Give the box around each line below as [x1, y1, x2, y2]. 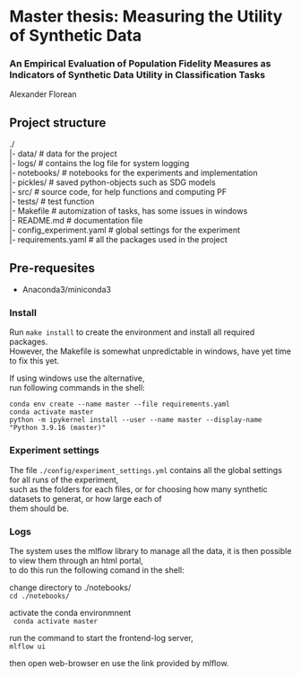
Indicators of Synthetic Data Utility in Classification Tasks [9, 69, 266, 82]
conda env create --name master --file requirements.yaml [9, 400, 230, 409]
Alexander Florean [9, 89, 78, 100]
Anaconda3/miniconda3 [21, 285, 112, 295]
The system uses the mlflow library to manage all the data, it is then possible [9, 546, 292, 556]
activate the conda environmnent [9, 608, 132, 618]
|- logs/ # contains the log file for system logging [9, 158, 190, 169]
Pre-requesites [9, 260, 96, 276]
